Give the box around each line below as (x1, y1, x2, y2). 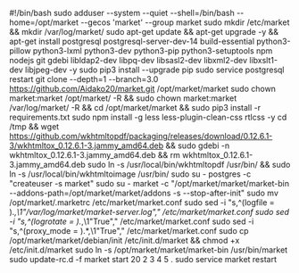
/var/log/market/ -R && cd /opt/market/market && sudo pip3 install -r (9, 103, 262, 112)
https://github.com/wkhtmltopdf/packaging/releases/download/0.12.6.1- (9, 131, 273, 141)
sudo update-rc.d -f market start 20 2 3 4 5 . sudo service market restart (9, 254, 277, 264)
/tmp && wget (9, 121, 60, 132)
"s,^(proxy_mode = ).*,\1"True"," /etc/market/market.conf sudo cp (9, 226, 249, 236)
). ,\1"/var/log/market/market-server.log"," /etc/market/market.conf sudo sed (9, 207, 290, 217)
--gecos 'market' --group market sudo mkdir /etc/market (79, 17, 290, 28)
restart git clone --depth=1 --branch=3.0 (9, 74, 159, 84)
